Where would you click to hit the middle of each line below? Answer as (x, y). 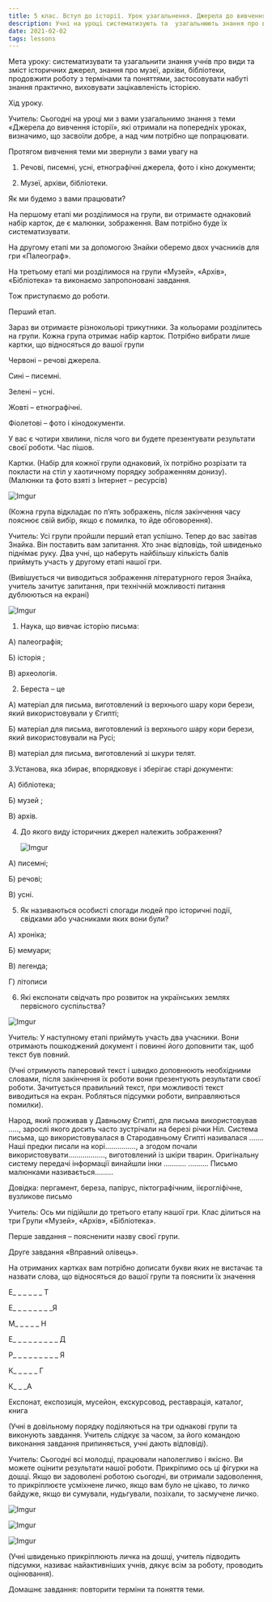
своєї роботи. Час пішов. (51, 447)
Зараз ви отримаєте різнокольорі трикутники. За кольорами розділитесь (136, 327)
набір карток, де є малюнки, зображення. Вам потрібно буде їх (118, 223)
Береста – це (42, 689)
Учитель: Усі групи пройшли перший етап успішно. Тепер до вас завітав (133, 536)
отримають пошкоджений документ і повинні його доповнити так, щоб (131, 1046)
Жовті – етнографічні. (45, 408)
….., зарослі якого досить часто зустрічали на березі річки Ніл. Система (133, 1129)
